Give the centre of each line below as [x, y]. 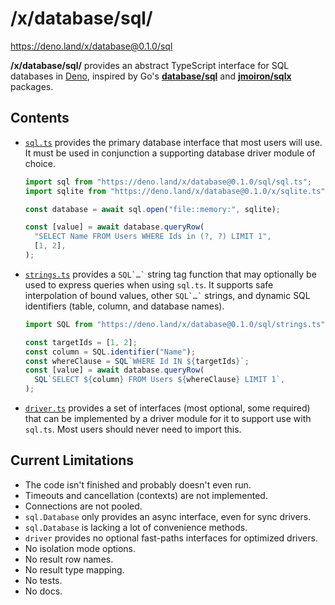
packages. [32, 86]
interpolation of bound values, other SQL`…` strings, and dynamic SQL [167, 295]
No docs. [43, 591]
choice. [40, 163]
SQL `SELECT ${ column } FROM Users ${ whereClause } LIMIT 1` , [160, 380]
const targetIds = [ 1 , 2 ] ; [81, 342]
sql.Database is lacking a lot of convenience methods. [136, 527]
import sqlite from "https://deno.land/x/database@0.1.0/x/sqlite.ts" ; [177, 191]
